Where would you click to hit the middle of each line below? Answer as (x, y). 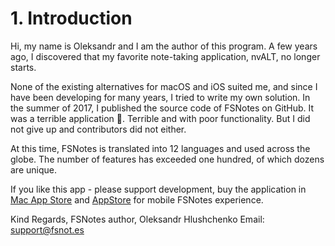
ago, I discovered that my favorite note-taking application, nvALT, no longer (165, 56)
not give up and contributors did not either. (98, 129)
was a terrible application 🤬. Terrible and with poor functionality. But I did (160, 118)
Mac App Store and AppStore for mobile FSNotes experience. (137, 199)
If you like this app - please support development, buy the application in (158, 189)
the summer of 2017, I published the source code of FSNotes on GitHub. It (162, 108)
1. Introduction (71, 18)
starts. (23, 67)
